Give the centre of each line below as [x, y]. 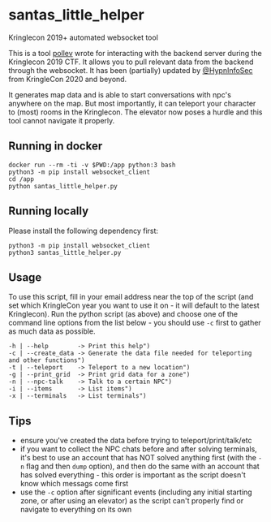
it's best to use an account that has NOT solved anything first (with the [138, 458]
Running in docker [56, 147]
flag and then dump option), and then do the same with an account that [142, 466]
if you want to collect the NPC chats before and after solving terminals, [138, 449]
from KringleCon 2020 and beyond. [68, 79]
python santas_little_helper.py [63, 186]
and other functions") [47, 360]
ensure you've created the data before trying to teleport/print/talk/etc [136, 441]
